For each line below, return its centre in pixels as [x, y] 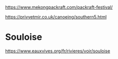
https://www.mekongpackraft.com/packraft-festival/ [59, 7]
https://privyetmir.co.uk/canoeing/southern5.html [56, 17]
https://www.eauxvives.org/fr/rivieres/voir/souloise [58, 51]
